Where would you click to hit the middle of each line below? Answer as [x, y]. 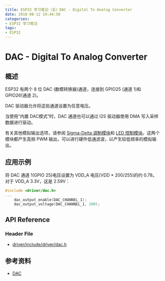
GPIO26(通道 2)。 [23, 95]
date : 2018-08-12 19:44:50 [33, 14]
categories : [17, 19]
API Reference [28, 220]
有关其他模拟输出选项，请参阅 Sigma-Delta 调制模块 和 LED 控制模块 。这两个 [82, 133]
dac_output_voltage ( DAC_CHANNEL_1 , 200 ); [57, 204]
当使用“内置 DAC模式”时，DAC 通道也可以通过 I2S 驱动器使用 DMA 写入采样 [82, 116]
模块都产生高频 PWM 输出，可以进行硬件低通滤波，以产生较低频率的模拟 [79, 139]
